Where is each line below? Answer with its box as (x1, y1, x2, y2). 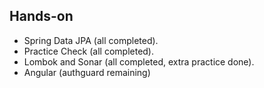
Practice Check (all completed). (23, 45, 155, 57)
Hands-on (9, 8, 74, 25)
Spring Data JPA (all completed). (23, 34, 159, 46)
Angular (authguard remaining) (23, 66, 151, 78)
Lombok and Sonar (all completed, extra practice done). (23, 55, 255, 68)
